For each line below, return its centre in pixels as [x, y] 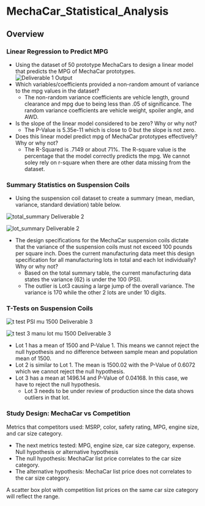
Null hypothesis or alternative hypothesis [67, 451]
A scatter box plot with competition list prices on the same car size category [102, 489]
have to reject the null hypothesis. [58, 385]
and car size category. [35, 433]
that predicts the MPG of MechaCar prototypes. [75, 71]
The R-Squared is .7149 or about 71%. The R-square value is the [105, 149]
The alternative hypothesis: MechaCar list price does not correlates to [103, 471]
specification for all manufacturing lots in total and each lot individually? [106, 260]
